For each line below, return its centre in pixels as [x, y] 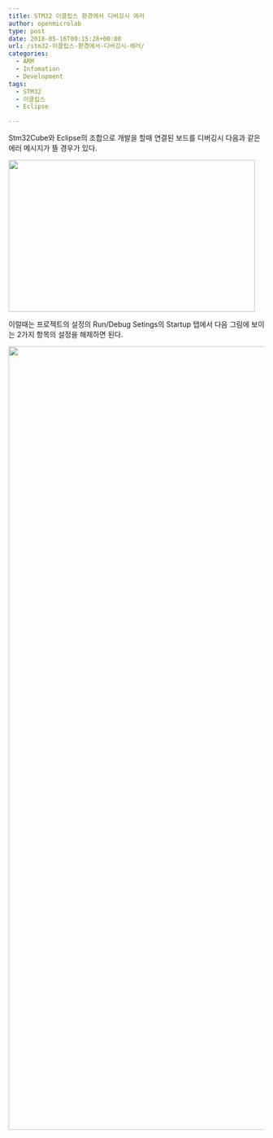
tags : [17, 84]
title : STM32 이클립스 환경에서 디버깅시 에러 [76, 16]
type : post [27, 31]
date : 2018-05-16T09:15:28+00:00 [65, 39]
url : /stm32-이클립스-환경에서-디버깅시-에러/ [76, 46]
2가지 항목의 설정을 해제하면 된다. [70, 335]
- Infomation [38, 69]
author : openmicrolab [45, 24]
